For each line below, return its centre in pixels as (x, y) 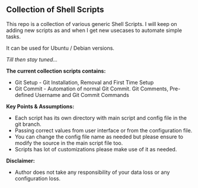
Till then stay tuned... (32, 59)
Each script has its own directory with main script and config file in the (101, 118)
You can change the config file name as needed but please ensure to (99, 137)
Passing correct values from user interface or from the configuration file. (103, 130)
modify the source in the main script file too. (69, 143)
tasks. (14, 36)
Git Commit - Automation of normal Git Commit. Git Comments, (92, 89)
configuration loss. (38, 178)
